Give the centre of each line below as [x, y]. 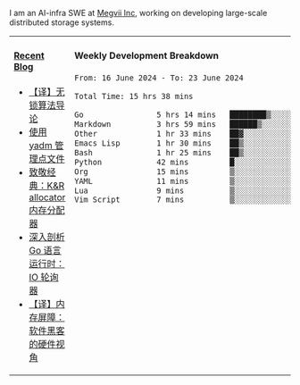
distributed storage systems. [62, 22]
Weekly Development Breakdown [147, 55]
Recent [29, 55]
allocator [47, 197]
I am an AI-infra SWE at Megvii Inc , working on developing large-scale [138, 13]
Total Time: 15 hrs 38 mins [134, 96]
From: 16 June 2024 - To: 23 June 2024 [159, 78]
